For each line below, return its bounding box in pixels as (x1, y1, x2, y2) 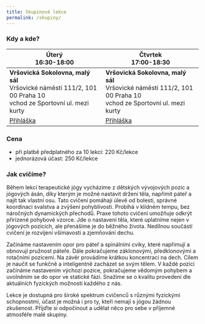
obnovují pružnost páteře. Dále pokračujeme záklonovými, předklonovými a (6, 247, 196, 255)
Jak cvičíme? (6, 170, 46, 178)
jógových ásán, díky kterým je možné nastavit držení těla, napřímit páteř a (6, 190, 192, 198)
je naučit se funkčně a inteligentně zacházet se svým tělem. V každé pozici (6, 260, 195, 268)
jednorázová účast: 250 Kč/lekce (15, 155, 98, 162)
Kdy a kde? (6, 35, 40, 43)
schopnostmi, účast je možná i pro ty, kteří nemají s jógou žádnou (6, 298, 171, 305)
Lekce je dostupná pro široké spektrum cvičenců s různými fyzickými (6, 292, 181, 299)
